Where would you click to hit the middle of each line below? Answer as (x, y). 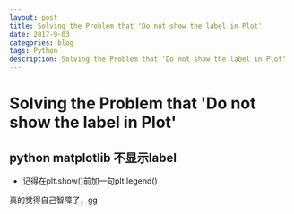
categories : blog (42, 43)
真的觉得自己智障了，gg (54, 200)
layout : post (34, 17)
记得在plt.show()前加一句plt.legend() (90, 181)
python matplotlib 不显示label (93, 158)
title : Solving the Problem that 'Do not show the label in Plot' (136, 26)
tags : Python (34, 51)
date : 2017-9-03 (39, 34)
